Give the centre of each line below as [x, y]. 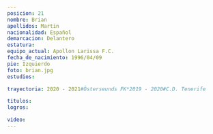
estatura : [21, 45]
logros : [18, 107]
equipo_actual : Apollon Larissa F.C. [61, 52]
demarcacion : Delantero [41, 39]
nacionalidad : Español [39, 32]
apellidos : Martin [33, 26]
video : [16, 120]
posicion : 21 [26, 13]
